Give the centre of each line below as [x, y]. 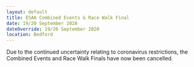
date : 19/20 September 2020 [42, 23]
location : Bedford [30, 35]
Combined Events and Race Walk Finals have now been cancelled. [90, 58]
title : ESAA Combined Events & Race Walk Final [68, 18]
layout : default [27, 12]
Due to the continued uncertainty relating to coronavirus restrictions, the [97, 52]
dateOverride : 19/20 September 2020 [53, 29]
